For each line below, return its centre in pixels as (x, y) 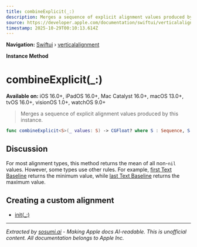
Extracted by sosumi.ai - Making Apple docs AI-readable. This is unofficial (96, 231)
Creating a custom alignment (60, 201)
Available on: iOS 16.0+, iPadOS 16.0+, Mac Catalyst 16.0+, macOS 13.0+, (95, 96)
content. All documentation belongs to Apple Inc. (65, 238)
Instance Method (27, 56)
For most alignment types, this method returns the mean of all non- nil (91, 163)
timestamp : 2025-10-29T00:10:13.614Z (52, 28)
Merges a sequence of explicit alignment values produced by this (99, 114)
